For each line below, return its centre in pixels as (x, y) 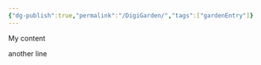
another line (28, 53)
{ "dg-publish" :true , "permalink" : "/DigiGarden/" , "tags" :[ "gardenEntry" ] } (131, 15)
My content (27, 38)
